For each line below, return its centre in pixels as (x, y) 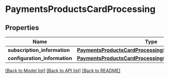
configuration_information (40, 58)
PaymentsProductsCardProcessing (80, 9)
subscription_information (39, 50)
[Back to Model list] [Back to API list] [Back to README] (63, 70)
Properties (22, 28)
